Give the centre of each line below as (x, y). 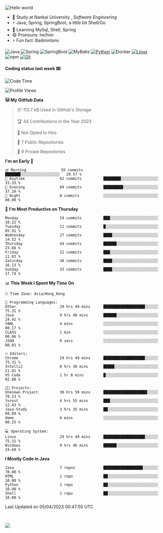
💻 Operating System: (27, 432)
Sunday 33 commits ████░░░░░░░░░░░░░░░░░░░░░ (82, 269)
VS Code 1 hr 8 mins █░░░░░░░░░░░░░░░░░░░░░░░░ (82, 375)
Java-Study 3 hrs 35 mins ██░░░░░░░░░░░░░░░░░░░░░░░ (82, 410)
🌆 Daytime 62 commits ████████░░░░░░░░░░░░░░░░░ (82, 179)
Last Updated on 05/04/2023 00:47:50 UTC (49, 507)
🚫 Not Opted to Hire (37, 133)
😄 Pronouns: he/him (33, 35)
